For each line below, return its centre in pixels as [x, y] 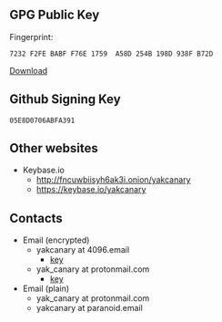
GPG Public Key [55, 15]
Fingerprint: [31, 36]
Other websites [54, 148]
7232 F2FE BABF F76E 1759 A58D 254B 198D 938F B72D [111, 54]
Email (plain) [46, 289]
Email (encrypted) [56, 240]
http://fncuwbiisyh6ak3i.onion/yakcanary [113, 180]
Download [29, 70]
